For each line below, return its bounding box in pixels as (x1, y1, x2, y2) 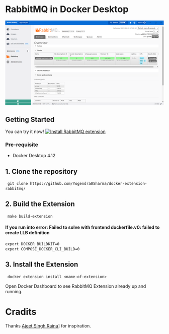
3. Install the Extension (5, 260, 78, 269)
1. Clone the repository (5, 167, 78, 176)
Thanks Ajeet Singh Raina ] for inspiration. (5, 322, 92, 328)
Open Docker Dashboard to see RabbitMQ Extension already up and (5, 283, 146, 289)
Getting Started (5, 115, 55, 124)
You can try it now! (5, 128, 44, 135)
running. (5, 288, 23, 294)
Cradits (5, 306, 37, 318)
